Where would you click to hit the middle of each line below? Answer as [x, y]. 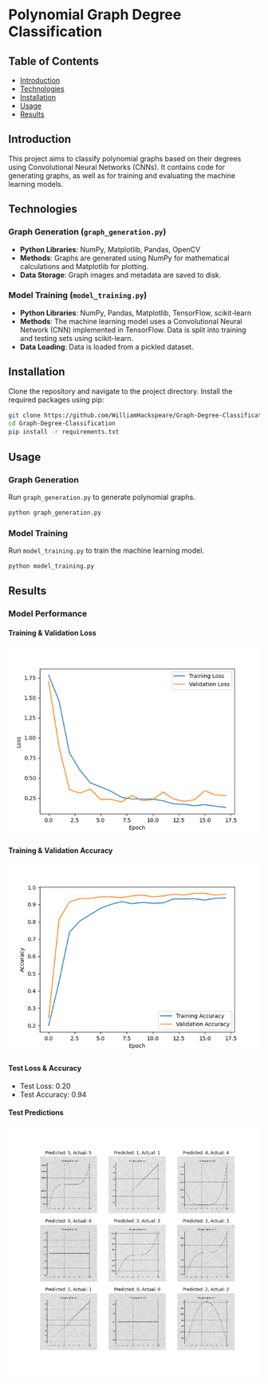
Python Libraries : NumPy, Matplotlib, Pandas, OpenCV [110, 249]
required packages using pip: [56, 399]
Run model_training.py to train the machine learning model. [106, 551]
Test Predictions [36, 1112]
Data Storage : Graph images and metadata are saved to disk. [120, 275]
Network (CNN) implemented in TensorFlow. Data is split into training [133, 330]
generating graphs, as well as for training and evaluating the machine [122, 175]
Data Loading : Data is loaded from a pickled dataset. [106, 347]
